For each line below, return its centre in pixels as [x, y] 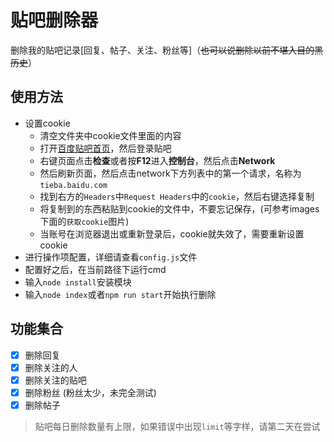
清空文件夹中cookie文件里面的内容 [110, 135]
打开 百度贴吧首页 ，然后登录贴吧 [105, 148]
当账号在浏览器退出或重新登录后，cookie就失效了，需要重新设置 [172, 233]
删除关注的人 [51, 367]
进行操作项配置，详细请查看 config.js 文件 [111, 257]
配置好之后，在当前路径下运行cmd [95, 269]
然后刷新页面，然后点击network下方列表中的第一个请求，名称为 [170, 173]
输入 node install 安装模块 [78, 282]
